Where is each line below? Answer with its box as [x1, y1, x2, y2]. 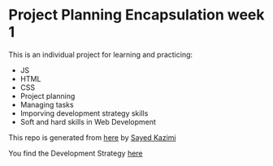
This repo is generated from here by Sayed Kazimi [8, 132, 176, 143]
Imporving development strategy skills [19, 108, 149, 118]
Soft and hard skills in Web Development [19, 117, 157, 126]
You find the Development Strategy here [8, 148, 144, 158]
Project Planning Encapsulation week [8, 6, 265, 24]
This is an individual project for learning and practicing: [8, 49, 193, 59]
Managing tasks [19, 100, 75, 109]
